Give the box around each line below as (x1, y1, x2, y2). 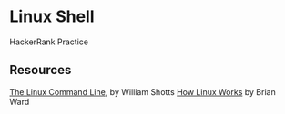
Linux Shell (9, 6, 95, 27)
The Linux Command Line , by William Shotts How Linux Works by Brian (9, 86, 276, 97)
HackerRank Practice (9, 36, 89, 47)
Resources (9, 62, 72, 78)
